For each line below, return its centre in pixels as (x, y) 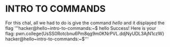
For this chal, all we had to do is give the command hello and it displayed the (85, 23)
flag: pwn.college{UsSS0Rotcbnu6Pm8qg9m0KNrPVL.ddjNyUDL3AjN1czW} (85, 33)
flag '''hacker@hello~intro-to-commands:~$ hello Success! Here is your (81, 28)
